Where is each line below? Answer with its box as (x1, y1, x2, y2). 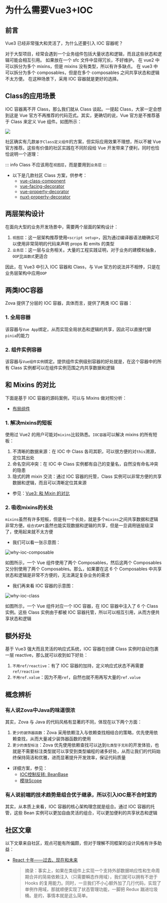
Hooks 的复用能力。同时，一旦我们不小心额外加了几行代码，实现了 (24, 880, 162, 886)
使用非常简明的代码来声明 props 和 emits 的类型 (16, 240, 115, 246)
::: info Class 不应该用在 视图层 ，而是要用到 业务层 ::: (5, 161, 107, 167)
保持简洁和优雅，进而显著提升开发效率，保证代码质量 (16, 754, 126, 760)
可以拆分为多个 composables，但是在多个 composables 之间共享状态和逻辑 (5, 69, 160, 75)
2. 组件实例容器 (5, 346, 42, 353)
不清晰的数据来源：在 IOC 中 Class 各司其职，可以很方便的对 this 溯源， (12, 448, 159, 455)
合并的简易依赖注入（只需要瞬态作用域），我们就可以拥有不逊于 (29, 874, 158, 880)
